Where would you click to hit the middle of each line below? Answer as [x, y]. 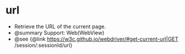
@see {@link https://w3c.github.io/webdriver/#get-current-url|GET [96, 39]
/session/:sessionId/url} [43, 45]
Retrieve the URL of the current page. [60, 26]
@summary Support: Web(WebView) [59, 32]
